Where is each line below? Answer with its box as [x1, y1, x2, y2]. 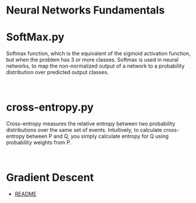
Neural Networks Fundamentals [6, 4, 165, 17]
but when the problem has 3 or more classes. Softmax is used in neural [6, 56, 179, 64]
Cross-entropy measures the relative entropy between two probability [6, 120, 175, 127]
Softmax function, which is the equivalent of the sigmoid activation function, [6, 50, 191, 57]
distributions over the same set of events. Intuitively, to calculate [6, 127, 162, 134]
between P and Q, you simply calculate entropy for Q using [26, 133, 169, 140]
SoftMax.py [6, 31, 65, 44]
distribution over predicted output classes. [6, 69, 109, 76]
